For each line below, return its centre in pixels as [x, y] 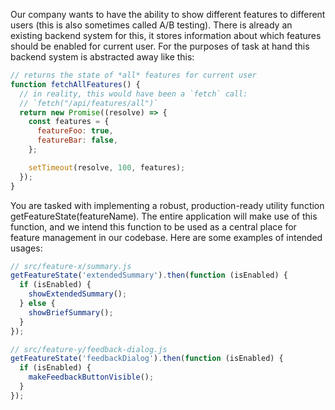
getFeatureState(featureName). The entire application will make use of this [164, 216]
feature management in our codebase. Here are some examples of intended [166, 237]
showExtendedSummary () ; [78, 294]
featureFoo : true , [75, 131]
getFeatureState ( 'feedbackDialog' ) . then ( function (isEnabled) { [147, 359]
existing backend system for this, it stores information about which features [166, 35]
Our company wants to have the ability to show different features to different [168, 14]
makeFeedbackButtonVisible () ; [91, 377]
